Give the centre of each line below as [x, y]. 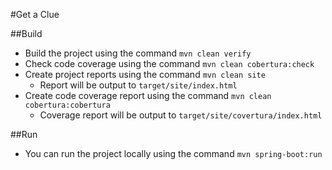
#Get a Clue [35, 14]
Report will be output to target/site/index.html [138, 85]
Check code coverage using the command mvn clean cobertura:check [169, 63]
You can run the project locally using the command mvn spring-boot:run [173, 153]
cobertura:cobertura [67, 105]
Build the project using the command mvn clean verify [138, 53]
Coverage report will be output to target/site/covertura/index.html [181, 115]
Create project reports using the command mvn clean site [145, 74]
